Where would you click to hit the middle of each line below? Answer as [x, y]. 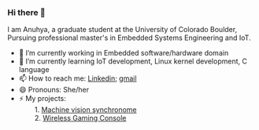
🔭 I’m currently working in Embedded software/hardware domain [124, 53]
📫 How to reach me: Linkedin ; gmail [78, 78]
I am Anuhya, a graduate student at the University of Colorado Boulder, [122, 30]
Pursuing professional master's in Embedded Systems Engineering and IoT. [129, 38]
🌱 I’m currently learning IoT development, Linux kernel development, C [133, 61]
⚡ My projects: [42, 99]
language [34, 70]
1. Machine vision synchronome [85, 110]
